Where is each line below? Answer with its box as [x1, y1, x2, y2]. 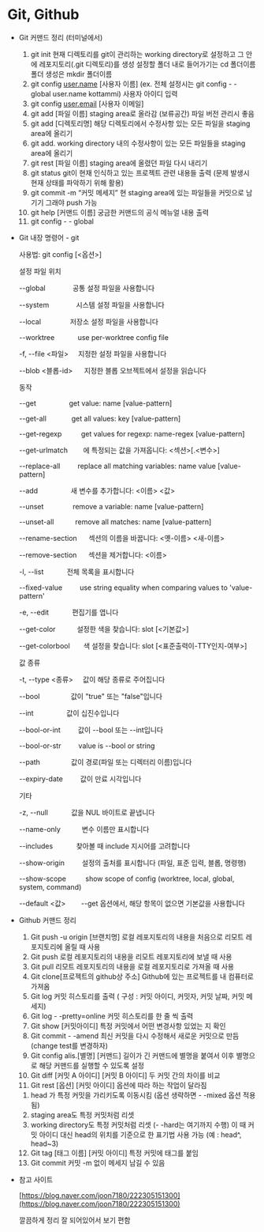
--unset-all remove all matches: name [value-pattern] [18, 516, 212, 527]
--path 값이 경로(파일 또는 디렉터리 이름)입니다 [18, 757, 192, 766]
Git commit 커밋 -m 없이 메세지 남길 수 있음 [30, 1158, 165, 1167]
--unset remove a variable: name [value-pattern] [18, 501, 204, 511]
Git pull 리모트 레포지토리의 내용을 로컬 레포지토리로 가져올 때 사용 [30, 962, 234, 971]
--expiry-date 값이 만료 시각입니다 [18, 773, 142, 784]
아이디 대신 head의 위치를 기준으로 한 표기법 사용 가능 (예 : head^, [39, 1129, 242, 1139]
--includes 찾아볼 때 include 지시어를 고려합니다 [18, 841, 191, 851]
